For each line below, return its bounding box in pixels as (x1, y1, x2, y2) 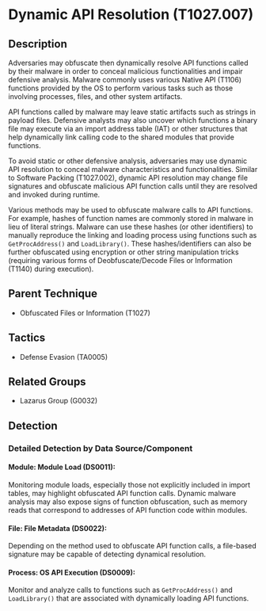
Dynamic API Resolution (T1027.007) (8, 6, 254, 24)
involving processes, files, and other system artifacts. (8, 92, 183, 101)
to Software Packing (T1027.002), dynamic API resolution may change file (8, 173, 248, 182)
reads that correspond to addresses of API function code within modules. (8, 505, 248, 514)
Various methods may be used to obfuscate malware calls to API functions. (8, 205, 253, 215)
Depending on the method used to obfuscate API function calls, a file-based (8, 541, 257, 551)
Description (8, 37, 67, 51)
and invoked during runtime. (8, 190, 101, 199)
